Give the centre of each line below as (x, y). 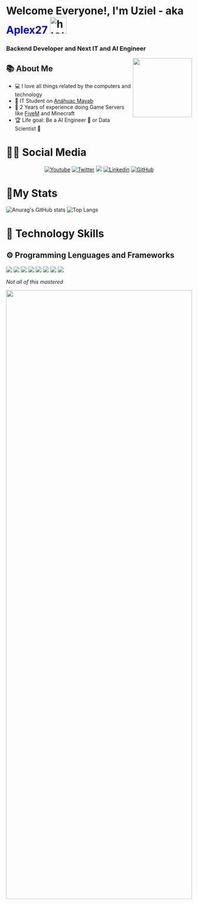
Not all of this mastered (35, 281)
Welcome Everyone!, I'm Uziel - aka (95, 11)
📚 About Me (29, 68)
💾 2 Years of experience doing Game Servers (70, 107)
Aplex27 (27, 30)
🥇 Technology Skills (55, 233)
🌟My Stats (32, 194)
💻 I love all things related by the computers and (73, 86)
